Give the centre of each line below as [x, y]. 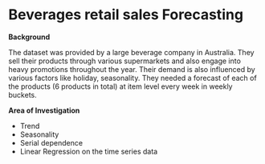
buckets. [23, 94]
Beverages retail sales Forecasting [126, 15]
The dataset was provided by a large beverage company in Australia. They [131, 52]
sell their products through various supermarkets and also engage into [124, 61]
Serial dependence [51, 142]
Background [29, 37]
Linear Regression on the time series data [89, 151]
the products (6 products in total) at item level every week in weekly [120, 86]
